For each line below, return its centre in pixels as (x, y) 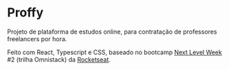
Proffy (25, 13)
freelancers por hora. (37, 38)
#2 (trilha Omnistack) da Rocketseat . (59, 59)
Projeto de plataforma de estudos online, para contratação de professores (112, 32)
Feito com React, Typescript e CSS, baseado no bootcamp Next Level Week (115, 52)
